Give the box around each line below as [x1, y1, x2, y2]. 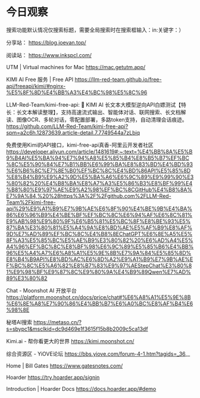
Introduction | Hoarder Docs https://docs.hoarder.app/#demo [6, 385, 157, 392]
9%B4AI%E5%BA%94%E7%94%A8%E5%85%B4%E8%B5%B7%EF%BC [6, 154, 189, 161]
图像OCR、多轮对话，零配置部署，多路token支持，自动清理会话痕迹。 [16, 116, 187, 123]
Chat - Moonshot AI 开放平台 [6, 287, 77, 294]
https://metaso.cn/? [33, 318, 82, 325]
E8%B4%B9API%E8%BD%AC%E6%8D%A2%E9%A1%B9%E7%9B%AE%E [6, 256, 193, 263]
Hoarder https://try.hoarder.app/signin [6, 374, 100, 381]
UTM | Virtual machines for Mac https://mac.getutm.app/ [6, 63, 146, 70]
